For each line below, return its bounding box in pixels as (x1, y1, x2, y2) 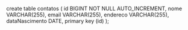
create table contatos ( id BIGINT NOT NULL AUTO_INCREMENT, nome (6, 5, 183, 12)
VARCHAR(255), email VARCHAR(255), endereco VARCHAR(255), (6, 11, 169, 18)
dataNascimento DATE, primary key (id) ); (6, 18, 110, 24)
